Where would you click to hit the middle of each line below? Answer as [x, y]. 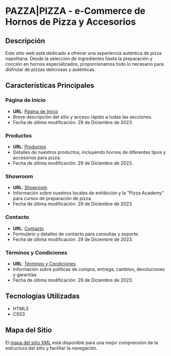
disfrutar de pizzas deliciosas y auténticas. [51, 70]
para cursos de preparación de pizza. [52, 199]
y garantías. [25, 274]
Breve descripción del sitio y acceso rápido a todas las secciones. [82, 117]
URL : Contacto [28, 228]
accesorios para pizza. [37, 157]
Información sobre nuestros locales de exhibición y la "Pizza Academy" [88, 193]
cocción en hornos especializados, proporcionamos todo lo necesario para [85, 64]
